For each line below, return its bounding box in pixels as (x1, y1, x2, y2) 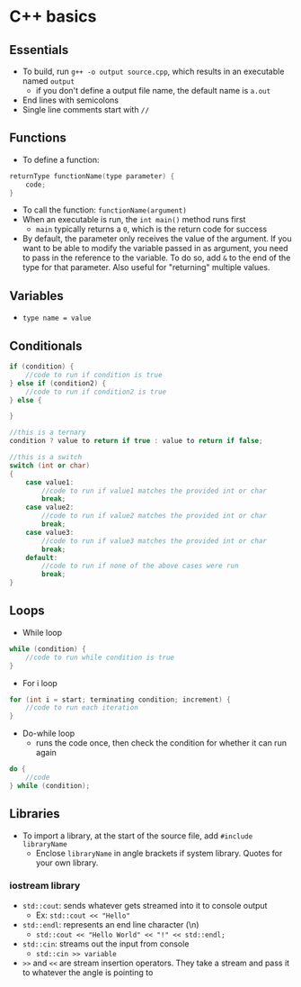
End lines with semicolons (22, 95, 120, 105)
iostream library (9, 880, 81, 892)
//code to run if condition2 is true (25, 387, 167, 396)
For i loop (22, 677, 58, 688)
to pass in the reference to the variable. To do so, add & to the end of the (22, 252, 291, 263)
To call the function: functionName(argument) (22, 204, 187, 215)
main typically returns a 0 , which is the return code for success (35, 223, 268, 235)
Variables (9, 288, 65, 303)
